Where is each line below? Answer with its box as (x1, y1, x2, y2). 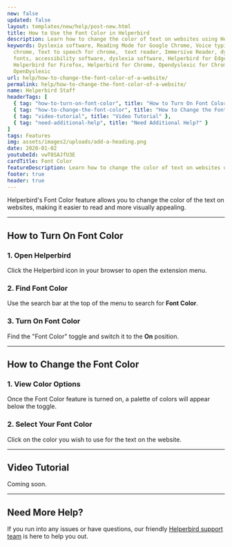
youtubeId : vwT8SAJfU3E (7, 151, 76, 159)
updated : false (7, 17, 51, 23)
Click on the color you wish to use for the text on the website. (7, 435, 182, 443)
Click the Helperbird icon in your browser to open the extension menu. (7, 267, 207, 275)
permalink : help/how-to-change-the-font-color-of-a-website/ (7, 81, 187, 88)
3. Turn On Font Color (7, 316, 81, 326)
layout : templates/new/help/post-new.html (7, 23, 131, 30)
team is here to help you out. (7, 532, 88, 541)
